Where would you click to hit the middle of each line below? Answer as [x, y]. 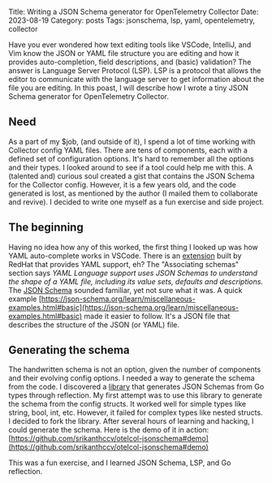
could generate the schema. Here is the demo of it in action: [109, 430]
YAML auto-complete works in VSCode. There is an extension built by [125, 256]
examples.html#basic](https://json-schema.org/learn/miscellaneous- [124, 307]
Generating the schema [69, 350]
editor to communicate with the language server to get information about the [136, 79]
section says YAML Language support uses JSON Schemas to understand [133, 273]
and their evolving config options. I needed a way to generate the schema [132, 378]
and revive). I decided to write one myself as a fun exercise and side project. [136, 201]
